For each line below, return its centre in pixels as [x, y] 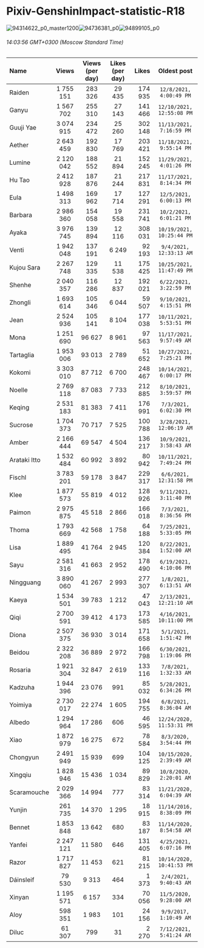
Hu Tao [20, 180]
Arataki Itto [25, 460]
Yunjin [18, 810]
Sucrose [21, 425]
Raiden [19, 92]
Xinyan [19, 897]
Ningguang [25, 582]
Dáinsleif [22, 880]
